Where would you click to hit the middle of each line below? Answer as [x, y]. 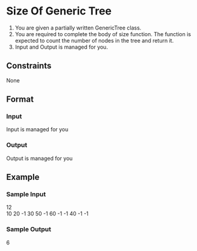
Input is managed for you [37, 129]
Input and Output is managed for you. [61, 47]
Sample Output [29, 229]
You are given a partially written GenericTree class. [78, 28]
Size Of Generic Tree [59, 11]
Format [20, 100]
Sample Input [26, 194]
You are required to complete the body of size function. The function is [103, 34]
